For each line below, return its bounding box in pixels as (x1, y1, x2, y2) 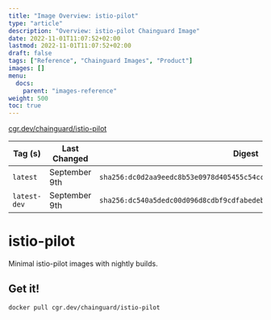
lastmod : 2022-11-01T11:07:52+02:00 (8, 42, 131, 50)
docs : (15, 79, 35, 87)
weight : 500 (8, 94, 48, 102)
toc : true (8, 102, 42, 110)
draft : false (8, 49, 52, 57)
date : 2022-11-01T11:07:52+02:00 (8, 34, 121, 43)
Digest (232, 148, 259, 160)
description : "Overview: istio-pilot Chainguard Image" (8, 27, 200, 35)
